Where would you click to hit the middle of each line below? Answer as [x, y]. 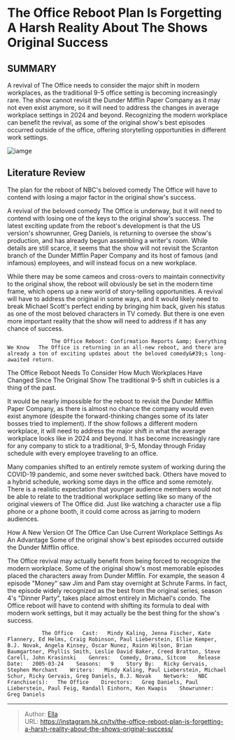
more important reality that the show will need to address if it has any [107, 321]
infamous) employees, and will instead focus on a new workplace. [102, 263]
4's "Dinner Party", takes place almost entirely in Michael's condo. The [109, 598]
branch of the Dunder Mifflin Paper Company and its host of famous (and [113, 255]
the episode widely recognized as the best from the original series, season [115, 590]
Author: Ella [41, 714]
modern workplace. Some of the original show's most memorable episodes [115, 568]
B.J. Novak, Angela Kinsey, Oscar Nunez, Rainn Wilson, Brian [100, 645]
